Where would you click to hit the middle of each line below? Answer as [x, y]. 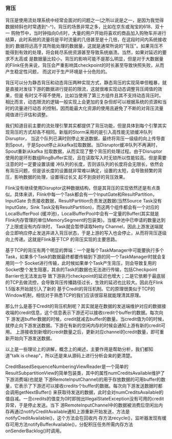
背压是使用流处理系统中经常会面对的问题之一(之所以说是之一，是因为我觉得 [85, 20]
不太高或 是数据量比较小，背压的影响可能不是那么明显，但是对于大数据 [84, 59]
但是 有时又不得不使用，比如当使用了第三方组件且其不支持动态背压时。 [89, 96]
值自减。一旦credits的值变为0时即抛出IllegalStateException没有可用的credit [85, 399]
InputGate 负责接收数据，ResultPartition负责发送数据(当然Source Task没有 [84, 201]
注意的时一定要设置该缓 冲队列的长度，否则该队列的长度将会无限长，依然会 [84, 164]
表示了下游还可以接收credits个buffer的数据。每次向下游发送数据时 [88, 386]
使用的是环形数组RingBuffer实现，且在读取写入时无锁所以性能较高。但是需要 [86, 158]
